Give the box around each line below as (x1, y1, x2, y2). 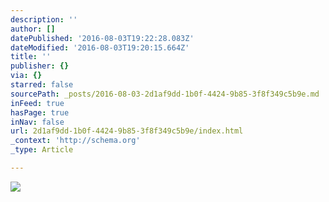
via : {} (10, 71, 43, 81)
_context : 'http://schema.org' (10, 136, 141, 146)
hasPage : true (10, 107, 70, 118)
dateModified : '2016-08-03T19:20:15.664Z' (10, 42, 190, 53)
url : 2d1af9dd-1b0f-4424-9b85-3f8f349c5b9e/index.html (10, 126, 244, 136)
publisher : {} (10, 61, 70, 71)
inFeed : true (10, 98, 65, 108)
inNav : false (10, 117, 65, 127)
